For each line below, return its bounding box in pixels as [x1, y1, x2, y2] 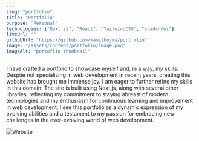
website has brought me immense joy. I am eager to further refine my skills [6, 77, 192, 85]
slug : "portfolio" [6, 8, 53, 15]
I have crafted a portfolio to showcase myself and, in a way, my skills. [6, 65, 179, 72]
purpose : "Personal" [6, 20, 59, 26]
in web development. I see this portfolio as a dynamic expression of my [6, 103, 183, 111]
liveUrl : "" [6, 31, 36, 38]
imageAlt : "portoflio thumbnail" [6, 48, 91, 54]
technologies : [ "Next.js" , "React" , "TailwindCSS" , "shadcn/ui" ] [6, 25, 175, 32]
